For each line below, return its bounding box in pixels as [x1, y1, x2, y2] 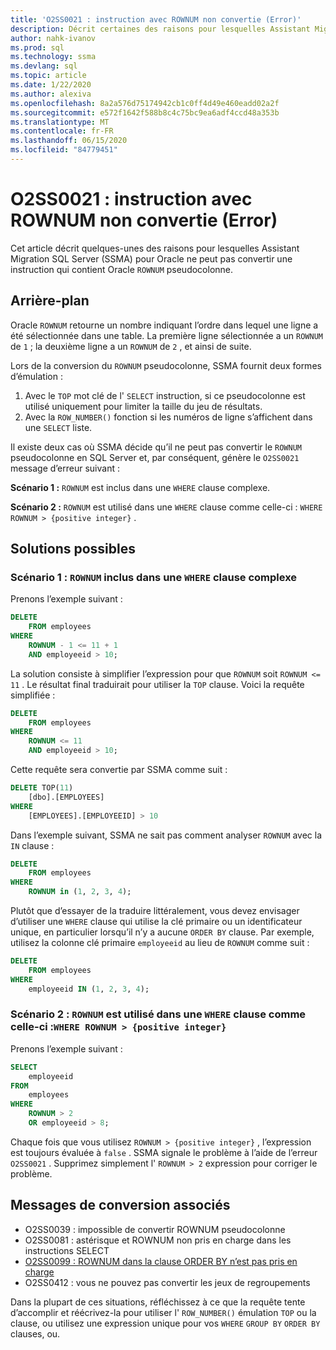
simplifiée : [10, 689, 56, 701]
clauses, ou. [10, 1327, 61, 1340]
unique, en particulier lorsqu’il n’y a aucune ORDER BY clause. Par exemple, [10, 926, 315, 938]
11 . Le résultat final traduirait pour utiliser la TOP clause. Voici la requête [10, 678, 305, 690]
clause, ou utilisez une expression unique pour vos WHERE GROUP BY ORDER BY [10, 1317, 321, 1329]
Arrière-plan [10, 292, 90, 310]
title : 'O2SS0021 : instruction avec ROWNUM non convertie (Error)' [10, 14, 302, 25]
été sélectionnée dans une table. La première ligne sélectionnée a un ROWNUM [10, 329, 323, 341]
